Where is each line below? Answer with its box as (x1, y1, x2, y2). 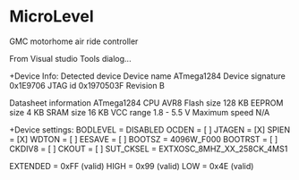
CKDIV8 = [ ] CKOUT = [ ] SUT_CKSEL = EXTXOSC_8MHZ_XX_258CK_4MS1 (9, 143, 288, 154)
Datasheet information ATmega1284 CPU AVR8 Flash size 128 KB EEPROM (9, 97, 284, 108)
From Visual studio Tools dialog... (9, 53, 132, 64)
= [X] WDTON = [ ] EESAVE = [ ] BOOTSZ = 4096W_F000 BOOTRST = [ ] (9, 133, 278, 144)
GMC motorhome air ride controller (9, 36, 139, 47)
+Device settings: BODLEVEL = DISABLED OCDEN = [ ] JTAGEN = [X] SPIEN (9, 124, 291, 135)
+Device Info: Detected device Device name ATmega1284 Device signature (9, 70, 286, 81)
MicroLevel (9, 6, 94, 27)
